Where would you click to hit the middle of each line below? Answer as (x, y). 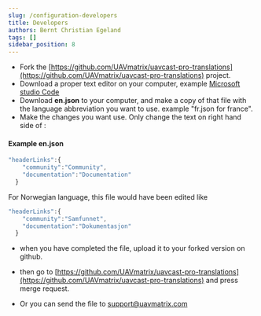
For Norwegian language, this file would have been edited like (108, 197)
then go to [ (38, 272)
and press (222, 281)
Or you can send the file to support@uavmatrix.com (103, 304)
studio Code (39, 92)
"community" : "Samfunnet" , (65, 219)
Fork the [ (35, 67)
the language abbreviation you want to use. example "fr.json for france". (136, 109)
